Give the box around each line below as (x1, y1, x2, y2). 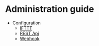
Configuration (12, 20, 41, 26)
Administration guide (5, 3, 95, 15)
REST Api (19, 30, 39, 36)
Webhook (19, 36, 40, 42)
